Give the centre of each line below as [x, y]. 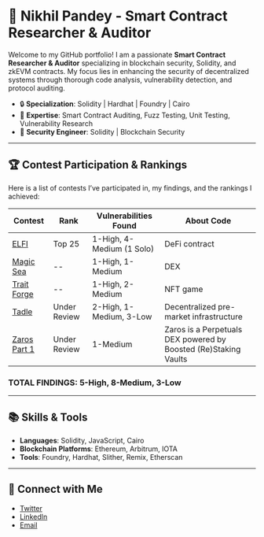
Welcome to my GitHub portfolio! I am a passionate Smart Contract [117, 54]
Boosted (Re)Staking [203, 349]
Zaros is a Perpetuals [203, 329]
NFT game [184, 289]
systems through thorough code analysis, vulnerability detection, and [120, 80]
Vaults [176, 359]
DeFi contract [189, 243]
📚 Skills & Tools [48, 418]
